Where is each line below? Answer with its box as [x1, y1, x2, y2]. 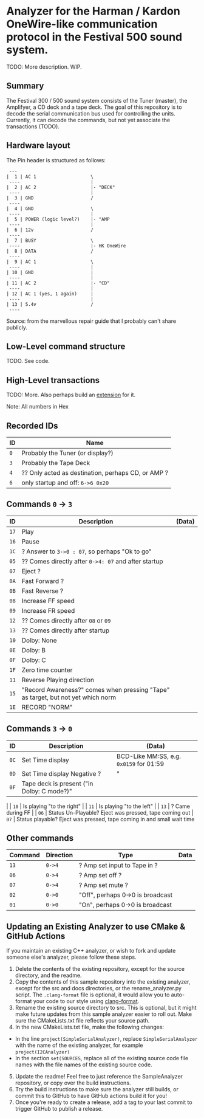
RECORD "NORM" [21, 703, 73, 711]
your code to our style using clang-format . [33, 998, 140, 1005]
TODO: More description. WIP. [6, 63, 82, 71]
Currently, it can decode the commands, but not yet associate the [6, 116, 171, 123]
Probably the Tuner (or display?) [21, 449, 114, 457]
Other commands [6, 833, 74, 843]
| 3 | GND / [6, 195, 94, 201]
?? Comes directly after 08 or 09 [21, 616, 111, 624]
